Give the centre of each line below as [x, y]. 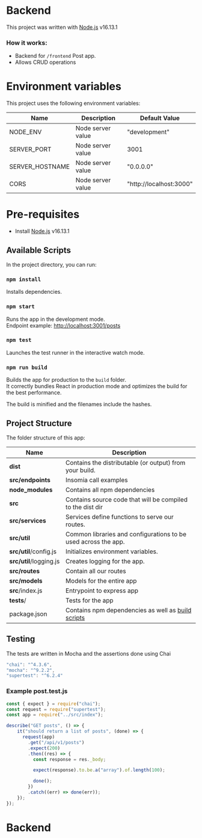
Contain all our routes [96, 571]
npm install [24, 279]
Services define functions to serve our [120, 517]
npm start [20, 307]
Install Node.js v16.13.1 [42, 231]
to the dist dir [84, 507]
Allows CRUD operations [45, 62]
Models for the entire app [101, 580]
